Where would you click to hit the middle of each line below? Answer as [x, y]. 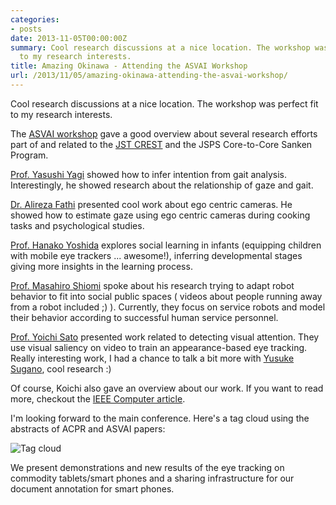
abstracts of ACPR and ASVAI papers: [88, 428]
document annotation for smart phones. [92, 488]
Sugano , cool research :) [61, 368]
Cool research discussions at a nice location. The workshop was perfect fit [164, 103]
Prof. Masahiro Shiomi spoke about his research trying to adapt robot [152, 285]
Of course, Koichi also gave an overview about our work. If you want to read [167, 388]
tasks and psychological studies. [77, 225]
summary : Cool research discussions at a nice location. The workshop [160, 47]
